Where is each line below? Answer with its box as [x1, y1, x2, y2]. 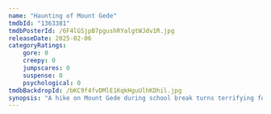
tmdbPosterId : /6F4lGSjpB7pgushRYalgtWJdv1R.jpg [8, 26, 175, 35]
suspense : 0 [23, 71, 63, 79]
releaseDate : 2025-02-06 [8, 34, 92, 43]
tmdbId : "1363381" [8, 19, 70, 27]
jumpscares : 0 [23, 64, 70, 72]
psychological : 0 [23, 79, 81, 87]
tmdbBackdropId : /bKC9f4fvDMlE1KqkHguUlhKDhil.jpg [8, 86, 182, 95]
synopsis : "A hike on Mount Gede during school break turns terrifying [8, 94, 254, 102]
